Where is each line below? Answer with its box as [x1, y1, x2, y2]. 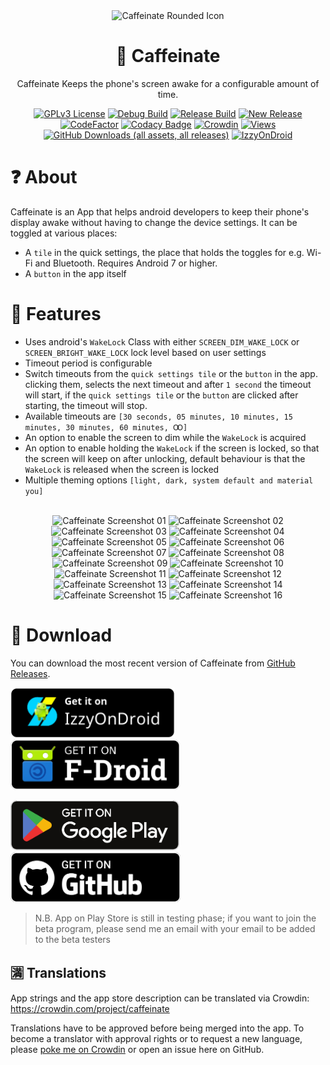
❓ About [10, 166, 78, 189]
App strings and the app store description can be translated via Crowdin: [10, 992, 310, 1004]
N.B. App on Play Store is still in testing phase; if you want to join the [34, 912, 317, 924]
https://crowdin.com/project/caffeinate [10, 1002, 170, 1014]
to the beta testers [34, 933, 111, 945]
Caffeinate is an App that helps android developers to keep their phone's [10, 205, 310, 218]
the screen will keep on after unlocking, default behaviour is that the [24, 452, 306, 464]
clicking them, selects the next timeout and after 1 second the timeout [24, 378, 312, 390]
